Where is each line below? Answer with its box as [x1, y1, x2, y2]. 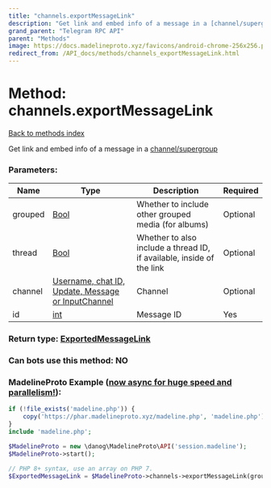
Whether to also [136, 232, 198, 244]
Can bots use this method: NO [8, 355, 129, 367]
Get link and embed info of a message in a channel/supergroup [8, 143, 218, 154]
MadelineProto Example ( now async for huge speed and [8, 377, 232, 388]
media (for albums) [136, 219, 210, 231]
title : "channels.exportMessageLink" [8, 11, 135, 20]
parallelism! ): [8, 387, 62, 397]
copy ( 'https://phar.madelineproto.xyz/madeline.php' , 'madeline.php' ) [23, 413, 265, 421]
